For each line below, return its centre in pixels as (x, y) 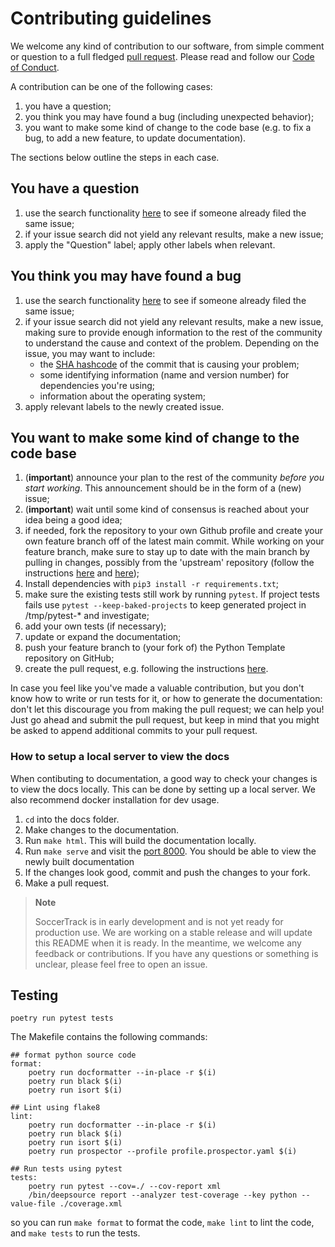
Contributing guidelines (111, 18)
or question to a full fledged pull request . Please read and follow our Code (162, 56)
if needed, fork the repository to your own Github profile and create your (174, 531)
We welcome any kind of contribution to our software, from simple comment (167, 46)
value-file (33, 1204)
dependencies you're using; (97, 385)
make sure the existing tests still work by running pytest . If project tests (172, 594)
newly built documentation (79, 861)
